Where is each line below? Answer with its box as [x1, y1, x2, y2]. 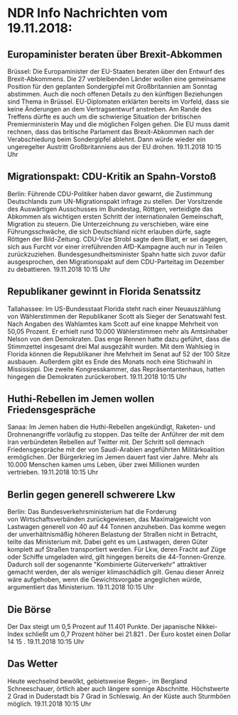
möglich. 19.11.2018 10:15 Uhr [7, 699, 92, 708]
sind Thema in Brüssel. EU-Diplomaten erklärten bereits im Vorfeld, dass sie [7, 97, 229, 106]
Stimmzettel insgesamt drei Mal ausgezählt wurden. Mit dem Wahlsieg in [7, 342, 220, 351]
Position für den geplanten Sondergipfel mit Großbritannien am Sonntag [7, 82, 218, 90]
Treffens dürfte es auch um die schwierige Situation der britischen [7, 112, 201, 121]
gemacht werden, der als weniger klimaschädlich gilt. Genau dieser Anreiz [7, 568, 225, 577]
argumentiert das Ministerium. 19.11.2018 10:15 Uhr [7, 583, 154, 591]
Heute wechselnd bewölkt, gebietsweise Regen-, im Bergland [7, 677, 188, 685]
